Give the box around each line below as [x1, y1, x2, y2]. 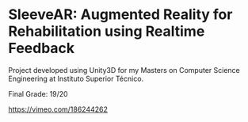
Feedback [8, 40, 75, 57]
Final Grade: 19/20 [8, 89, 69, 98]
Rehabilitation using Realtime [8, 22, 205, 40]
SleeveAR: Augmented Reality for [8, 6, 233, 24]
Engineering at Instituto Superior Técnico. [8, 74, 144, 83]
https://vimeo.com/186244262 [8, 105, 109, 114]
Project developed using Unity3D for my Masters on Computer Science [8, 65, 240, 74]
